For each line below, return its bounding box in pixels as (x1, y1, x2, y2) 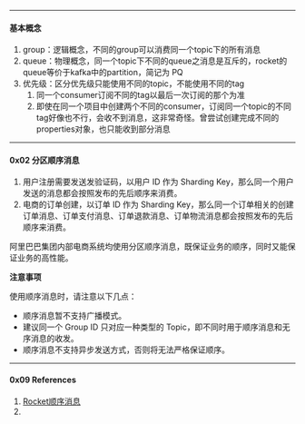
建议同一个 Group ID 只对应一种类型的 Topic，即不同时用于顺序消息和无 (22, 321, 290, 332)
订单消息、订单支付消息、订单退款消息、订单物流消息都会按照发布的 (22, 211, 278, 222)
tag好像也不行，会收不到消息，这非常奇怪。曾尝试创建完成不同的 (35, 113, 280, 123)
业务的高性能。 (16, 252, 74, 263)
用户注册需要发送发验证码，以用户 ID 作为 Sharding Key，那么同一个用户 (22, 176, 294, 187)
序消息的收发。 (22, 333, 79, 344)
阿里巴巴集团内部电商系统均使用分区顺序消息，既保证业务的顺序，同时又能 (9, 242, 288, 252)
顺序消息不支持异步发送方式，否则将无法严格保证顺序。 (22, 344, 230, 355)
